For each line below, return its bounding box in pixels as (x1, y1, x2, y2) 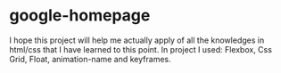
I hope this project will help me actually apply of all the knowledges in (9, 35, 265, 45)
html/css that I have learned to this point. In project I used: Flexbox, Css (9, 44, 272, 54)
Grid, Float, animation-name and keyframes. (9, 53, 171, 64)
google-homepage (9, 5, 151, 26)
